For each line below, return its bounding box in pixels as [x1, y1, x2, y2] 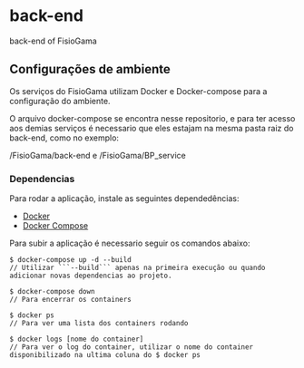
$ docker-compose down [9, 287, 95, 296]
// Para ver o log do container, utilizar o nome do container [9, 343, 254, 352]
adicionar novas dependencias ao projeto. [9, 271, 172, 281]
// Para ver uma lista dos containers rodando [9, 319, 189, 328]
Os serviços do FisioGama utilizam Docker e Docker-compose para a [9, 85, 268, 96]
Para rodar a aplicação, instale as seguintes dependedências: [9, 193, 240, 204]
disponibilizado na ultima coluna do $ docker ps [9, 351, 201, 360]
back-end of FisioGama [9, 35, 97, 46]
